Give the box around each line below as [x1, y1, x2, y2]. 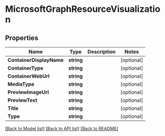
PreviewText [7, 97, 38, 103]
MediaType [7, 81, 35, 88]
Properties [5, 34, 39, 42]
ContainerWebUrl [7, 73, 50, 80]
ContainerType [7, 65, 43, 71]
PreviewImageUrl [7, 89, 49, 95]
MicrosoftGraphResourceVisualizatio [5, 3, 161, 15]
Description [87, 48, 116, 55]
